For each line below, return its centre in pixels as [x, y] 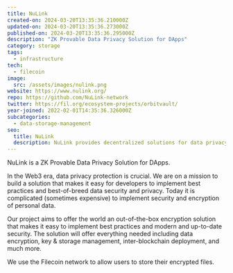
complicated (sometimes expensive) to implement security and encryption [113, 198]
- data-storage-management [52, 123]
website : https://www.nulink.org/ [57, 91]
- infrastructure [38, 59]
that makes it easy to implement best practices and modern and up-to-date [115, 226]
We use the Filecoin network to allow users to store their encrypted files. [111, 262]
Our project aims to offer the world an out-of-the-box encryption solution [112, 219]
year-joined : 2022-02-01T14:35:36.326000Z [69, 110]
